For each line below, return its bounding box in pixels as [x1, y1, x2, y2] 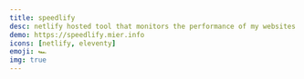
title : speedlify [9, 13, 76, 23]
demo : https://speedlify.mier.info [9, 30, 145, 39]
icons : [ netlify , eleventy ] [9, 38, 117, 48]
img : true [9, 55, 47, 64]
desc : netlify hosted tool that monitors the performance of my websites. [9, 22, 300, 31]
